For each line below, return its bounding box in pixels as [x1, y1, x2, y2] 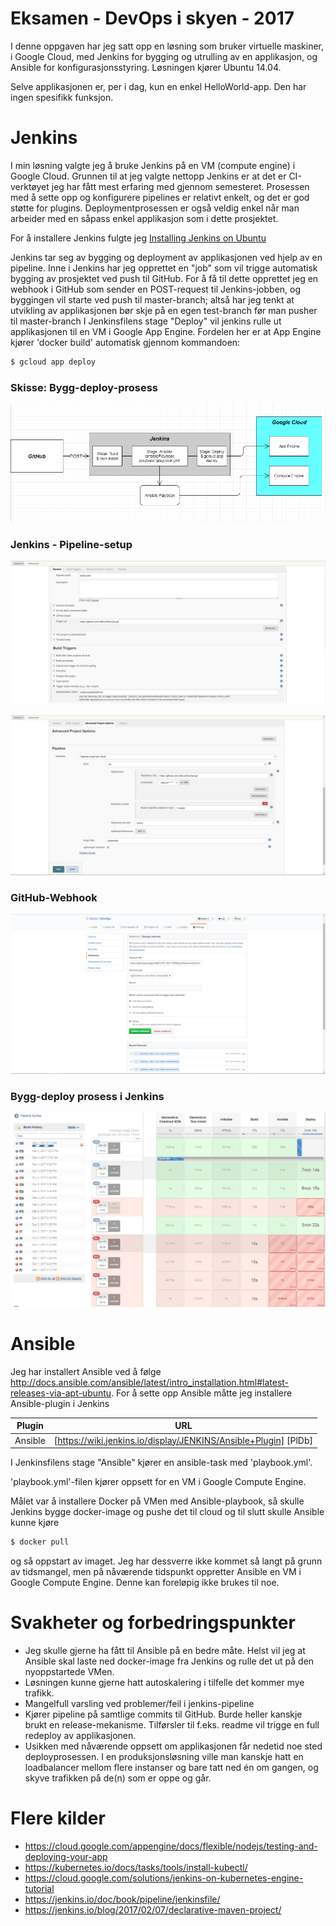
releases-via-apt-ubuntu [10, 1387, 112, 1399]
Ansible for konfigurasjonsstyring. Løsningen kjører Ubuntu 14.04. [10, 61, 282, 73]
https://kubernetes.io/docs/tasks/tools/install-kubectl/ [24, 1861, 248, 1873]
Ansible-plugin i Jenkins [10, 1397, 110, 1409]
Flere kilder [10, 1807, 106, 1830]
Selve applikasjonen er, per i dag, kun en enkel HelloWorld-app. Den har [10, 80, 307, 92]
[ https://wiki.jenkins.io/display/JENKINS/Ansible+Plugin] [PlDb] [53, 1434, 313, 1446]
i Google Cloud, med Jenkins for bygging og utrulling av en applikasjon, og [10, 50, 318, 62]
